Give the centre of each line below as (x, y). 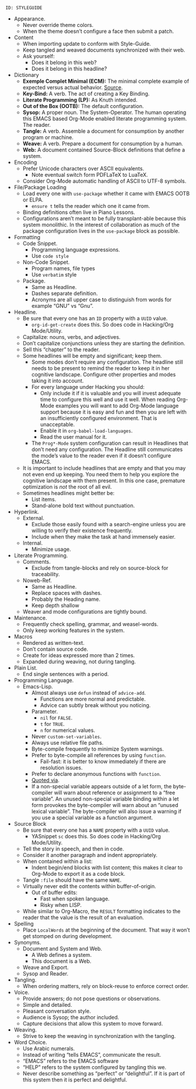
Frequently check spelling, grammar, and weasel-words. (90, 624)
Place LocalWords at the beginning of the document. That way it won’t (106, 930)
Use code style (50, 256)
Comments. (37, 562)
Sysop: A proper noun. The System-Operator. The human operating (104, 112)
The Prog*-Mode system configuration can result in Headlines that (110, 443)
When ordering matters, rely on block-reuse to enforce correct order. (106, 986)
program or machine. (48, 137)
